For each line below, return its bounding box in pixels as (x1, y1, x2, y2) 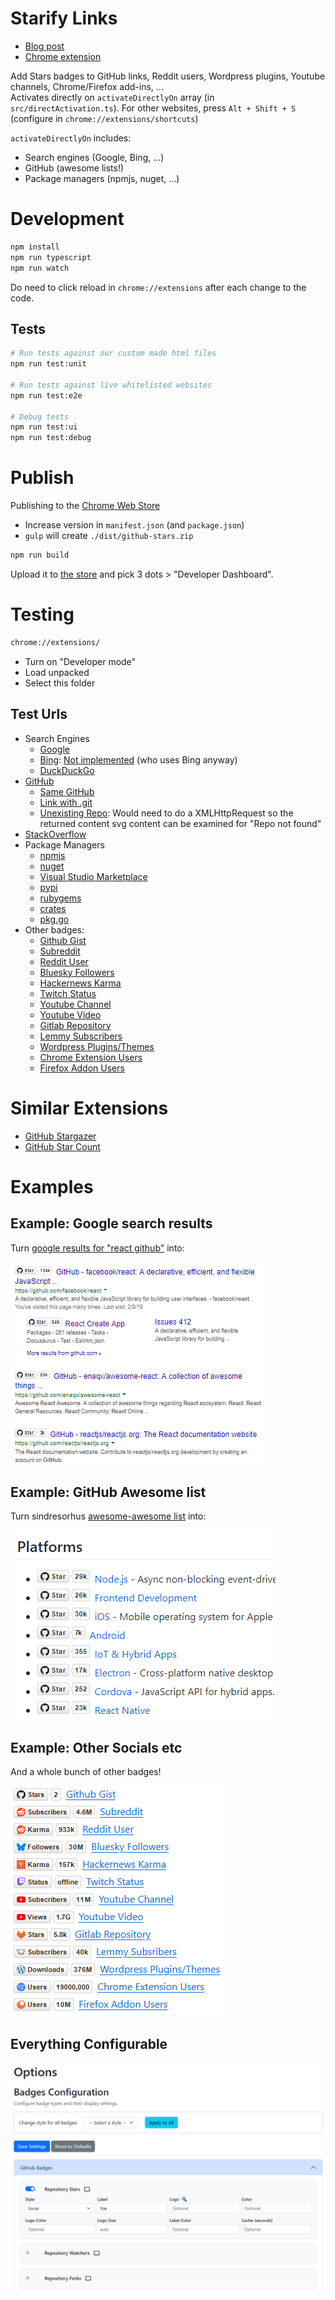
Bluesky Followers (39, 966, 115, 978)
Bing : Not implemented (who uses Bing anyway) (39, 753, 238, 766)
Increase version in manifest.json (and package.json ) (24, 519, 245, 531)
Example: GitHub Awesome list (10, 1483, 207, 1501)
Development (10, 208, 125, 231)
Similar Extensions (10, 1097, 169, 1119)
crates (39, 902, 67, 914)
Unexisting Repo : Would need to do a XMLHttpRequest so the (39, 807, 294, 819)
